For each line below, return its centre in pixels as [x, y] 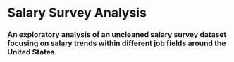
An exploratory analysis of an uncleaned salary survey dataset [117, 35]
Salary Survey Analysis [77, 13]
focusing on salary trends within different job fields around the [117, 43]
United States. [32, 52]
